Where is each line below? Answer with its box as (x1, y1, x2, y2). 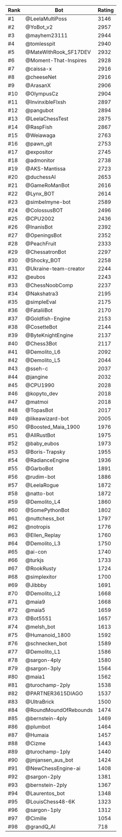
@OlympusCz (25, 90, 59, 97)
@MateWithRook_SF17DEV (25, 49, 91, 55)
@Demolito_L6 (25, 349, 61, 355)
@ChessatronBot (25, 249, 66, 255)
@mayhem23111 (25, 32, 68, 39)
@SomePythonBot (25, 507, 70, 514)
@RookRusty (25, 565, 57, 572)
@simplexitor (25, 574, 57, 580)
